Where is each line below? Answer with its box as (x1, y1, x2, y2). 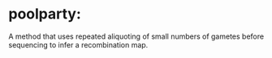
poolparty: (8, 5, 81, 23)
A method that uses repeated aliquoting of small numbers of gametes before (8, 31, 265, 41)
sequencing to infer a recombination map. (8, 39, 149, 49)
